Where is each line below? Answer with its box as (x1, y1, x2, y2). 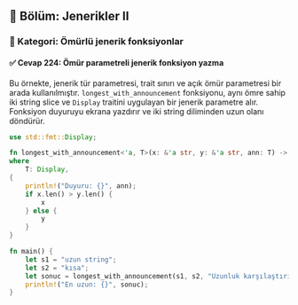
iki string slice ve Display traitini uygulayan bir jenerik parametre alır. (9, 97, 259, 107)
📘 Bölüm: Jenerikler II (9, 9, 129, 24)
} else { (25, 206, 58, 215)
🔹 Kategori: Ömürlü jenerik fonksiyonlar (9, 35, 184, 48)
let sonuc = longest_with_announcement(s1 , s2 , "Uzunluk (25, 271, 240, 280)
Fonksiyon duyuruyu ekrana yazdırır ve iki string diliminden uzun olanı (9, 106, 264, 116)
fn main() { (9, 247, 53, 256)
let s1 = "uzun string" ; (25, 254, 117, 264)
